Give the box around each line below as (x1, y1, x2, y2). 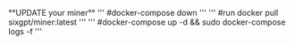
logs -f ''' (8, 26, 42, 36)
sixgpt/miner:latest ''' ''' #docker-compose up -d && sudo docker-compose (8, 17, 286, 27)
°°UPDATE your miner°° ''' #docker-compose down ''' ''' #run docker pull (8, 8, 279, 18)
